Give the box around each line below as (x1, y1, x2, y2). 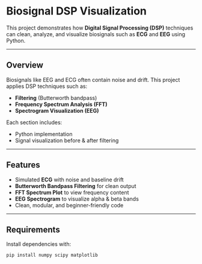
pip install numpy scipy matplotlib (6, 252, 98, 259)
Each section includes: (6, 119, 63, 126)
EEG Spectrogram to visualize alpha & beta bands (14, 195, 139, 203)
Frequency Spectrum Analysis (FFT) (14, 101, 108, 108)
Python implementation (14, 130, 73, 137)
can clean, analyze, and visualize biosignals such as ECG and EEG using (6, 30, 185, 37)
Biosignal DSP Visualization (6, 4, 147, 18)
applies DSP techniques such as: (6, 83, 88, 90)
